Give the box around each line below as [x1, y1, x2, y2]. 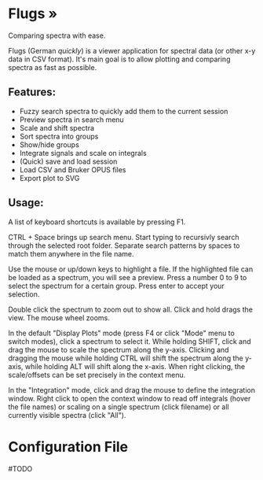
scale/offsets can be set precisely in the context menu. [8, 370, 186, 379]
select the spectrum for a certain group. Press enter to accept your [8, 281, 225, 290]
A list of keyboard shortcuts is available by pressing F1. [8, 217, 186, 227]
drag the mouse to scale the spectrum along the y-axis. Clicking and [8, 345, 229, 354]
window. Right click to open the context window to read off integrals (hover [8, 393, 251, 403]
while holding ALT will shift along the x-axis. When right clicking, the [24, 361, 246, 371]
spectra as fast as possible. [8, 62, 97, 72]
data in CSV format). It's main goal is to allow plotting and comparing [8, 54, 231, 64]
